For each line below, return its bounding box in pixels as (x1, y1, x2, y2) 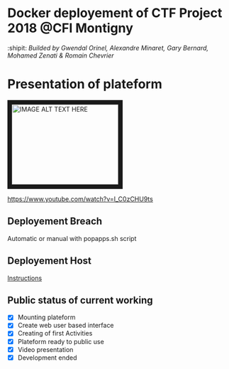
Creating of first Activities (17, 329, 93, 338)
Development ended (17, 353, 77, 362)
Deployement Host (7, 255, 92, 267)
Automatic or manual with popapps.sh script (7, 234, 137, 242)
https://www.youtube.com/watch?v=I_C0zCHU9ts (7, 194, 154, 203)
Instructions (7, 274, 43, 282)
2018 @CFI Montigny (7, 20, 133, 36)
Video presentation (17, 345, 74, 353)
